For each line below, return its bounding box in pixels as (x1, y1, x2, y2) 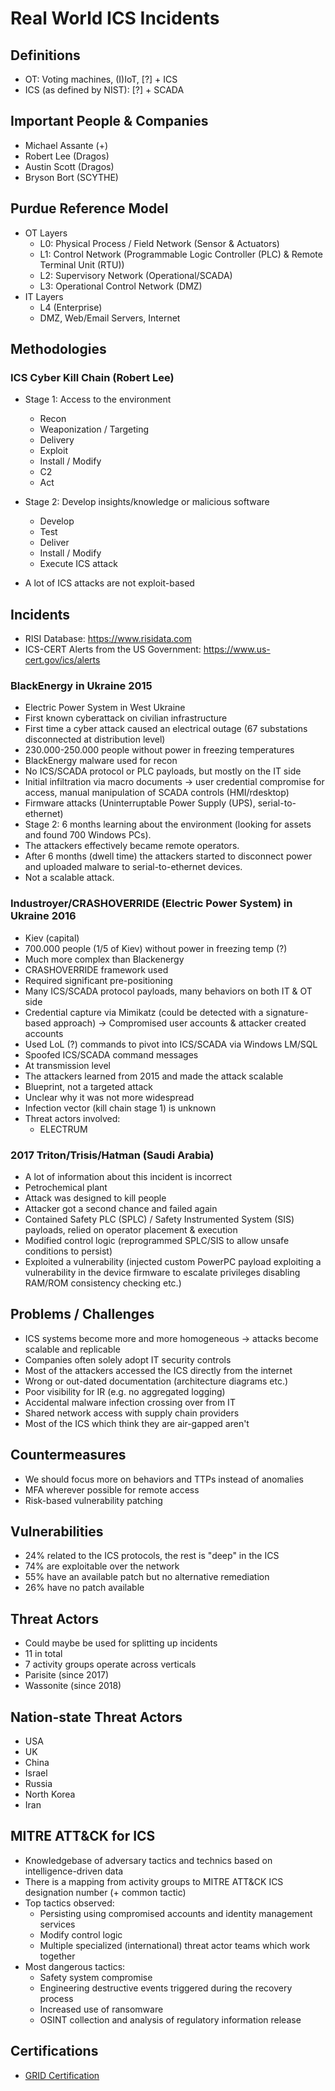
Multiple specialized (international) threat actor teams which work (39, 1939, 311, 1951)
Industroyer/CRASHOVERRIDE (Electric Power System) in (10, 897, 293, 911)
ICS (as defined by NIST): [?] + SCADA (24, 84, 185, 96)
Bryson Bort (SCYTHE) (24, 171, 119, 183)
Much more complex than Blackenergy (24, 953, 185, 965)
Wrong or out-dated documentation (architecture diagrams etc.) (24, 1375, 289, 1387)
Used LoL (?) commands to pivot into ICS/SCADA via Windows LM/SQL (24, 1038, 318, 1050)
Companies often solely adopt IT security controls (24, 1353, 232, 1366)
